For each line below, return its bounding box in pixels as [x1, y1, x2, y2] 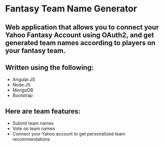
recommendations [12, 136, 50, 142]
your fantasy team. [5, 46, 66, 55]
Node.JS [12, 82, 31, 88]
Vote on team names [12, 125, 55, 131]
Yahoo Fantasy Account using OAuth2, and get [5, 30, 154, 39]
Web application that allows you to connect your [5, 23, 159, 31]
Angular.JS [12, 76, 35, 82]
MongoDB [12, 87, 33, 93]
